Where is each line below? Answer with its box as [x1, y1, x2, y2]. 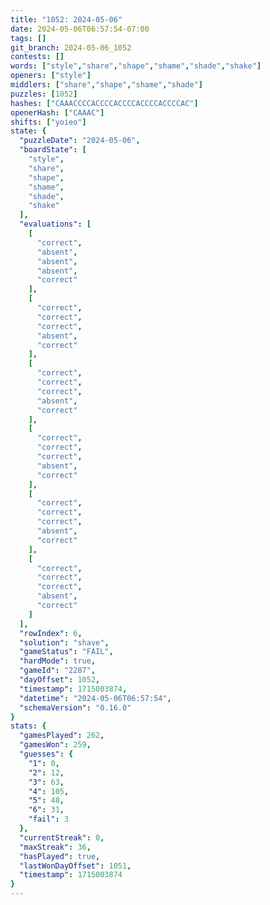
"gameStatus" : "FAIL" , [19, 647, 114, 657]
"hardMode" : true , [19, 656, 97, 666]
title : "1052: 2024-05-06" [10, 14, 123, 25]
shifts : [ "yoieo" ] [10, 117, 87, 127]
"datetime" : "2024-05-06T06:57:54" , [19, 693, 172, 703]
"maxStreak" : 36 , [19, 842, 92, 852]
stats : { [10, 721, 47, 731]
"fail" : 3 [28, 814, 70, 825]
